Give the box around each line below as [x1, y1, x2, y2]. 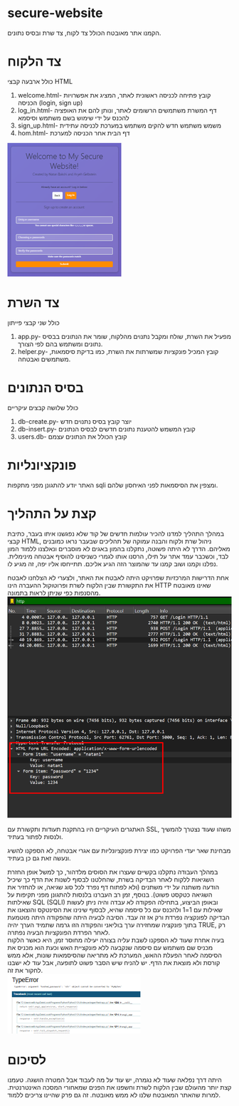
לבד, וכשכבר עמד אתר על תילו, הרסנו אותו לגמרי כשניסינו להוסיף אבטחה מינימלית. [7, 552, 229, 560]
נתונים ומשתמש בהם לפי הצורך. [17, 340, 103, 348]
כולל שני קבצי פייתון [7, 318, 60, 327]
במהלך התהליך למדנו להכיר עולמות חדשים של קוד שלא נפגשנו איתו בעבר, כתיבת [7, 529, 225, 538]
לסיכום [7, 1052, 46, 1068]
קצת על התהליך [7, 506, 97, 521]
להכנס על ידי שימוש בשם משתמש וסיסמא [17, 113, 129, 122]
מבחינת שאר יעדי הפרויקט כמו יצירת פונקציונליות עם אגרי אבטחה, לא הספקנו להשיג [7, 846, 231, 855]
